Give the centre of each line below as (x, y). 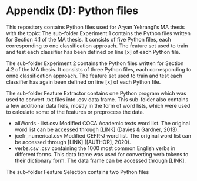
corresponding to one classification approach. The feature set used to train (97, 46)
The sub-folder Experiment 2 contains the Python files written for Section (95, 63)
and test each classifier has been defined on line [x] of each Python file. (93, 52)
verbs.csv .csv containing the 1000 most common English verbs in (95, 148)
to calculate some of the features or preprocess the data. (75, 112)
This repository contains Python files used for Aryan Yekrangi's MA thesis (96, 27)
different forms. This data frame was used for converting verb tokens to (101, 154)
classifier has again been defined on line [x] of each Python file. (84, 82)
